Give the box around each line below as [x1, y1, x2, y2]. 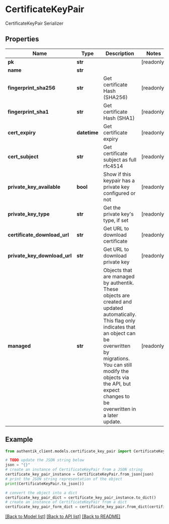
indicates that [103, 323, 136, 330]
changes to [103, 393, 130, 400]
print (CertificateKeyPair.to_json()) [5, 481, 84, 486]
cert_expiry [8, 129, 36, 136]
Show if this [103, 171, 131, 178]
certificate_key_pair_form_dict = [5, 504, 78, 509]
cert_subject [8, 153, 39, 160]
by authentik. [103, 279, 134, 286]
